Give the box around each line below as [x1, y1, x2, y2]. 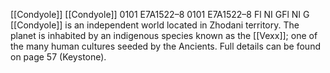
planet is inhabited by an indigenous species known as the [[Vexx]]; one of [10, 30, 318, 41]
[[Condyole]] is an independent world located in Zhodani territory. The [10, 19, 300, 31]
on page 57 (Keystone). [10, 51, 107, 63]
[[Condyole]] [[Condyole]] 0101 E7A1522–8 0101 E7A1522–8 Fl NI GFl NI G [10, 9, 310, 20]
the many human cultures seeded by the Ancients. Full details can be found [10, 40, 321, 52]
